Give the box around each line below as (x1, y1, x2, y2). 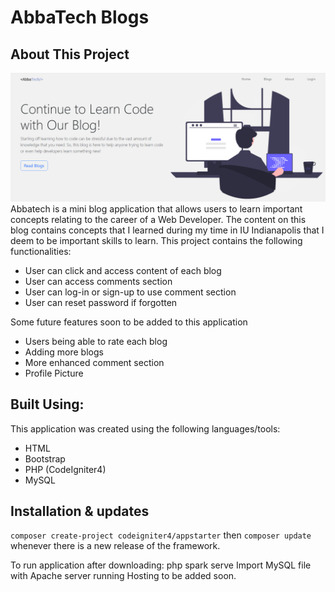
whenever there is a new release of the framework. (10, 540, 221, 552)
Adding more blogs (24, 346, 104, 358)
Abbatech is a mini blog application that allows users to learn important (10, 202, 303, 215)
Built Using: (10, 396, 85, 413)
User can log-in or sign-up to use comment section (24, 286, 237, 298)
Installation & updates (10, 502, 150, 520)
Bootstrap (24, 452, 66, 465)
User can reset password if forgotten (24, 296, 178, 308)
